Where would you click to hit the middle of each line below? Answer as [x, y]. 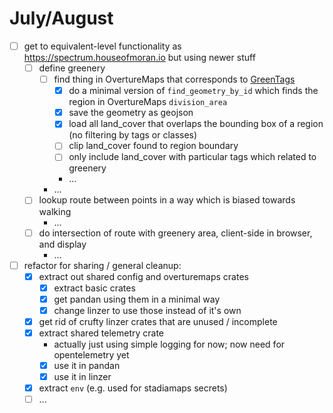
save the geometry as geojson [131, 113]
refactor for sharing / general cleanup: [102, 265]
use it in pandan [87, 365]
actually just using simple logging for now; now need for [169, 344]
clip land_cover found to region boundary [153, 146]
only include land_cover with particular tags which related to [192, 157]
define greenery [72, 68]
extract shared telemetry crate [101, 333]
